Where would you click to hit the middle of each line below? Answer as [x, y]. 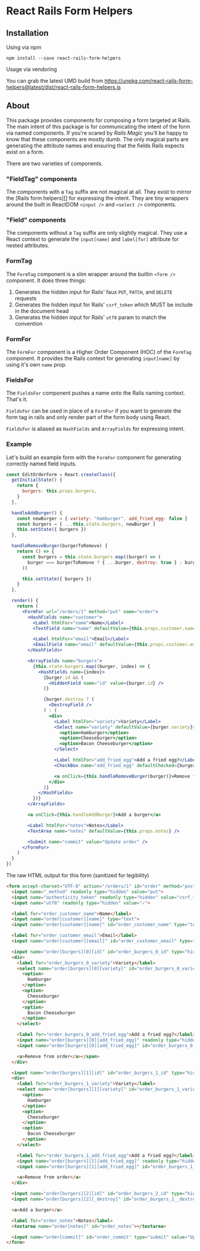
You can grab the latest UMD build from [55, 81]
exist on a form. [25, 152]
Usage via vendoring [32, 69]
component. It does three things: [46, 280]
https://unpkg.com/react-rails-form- [149, 81]
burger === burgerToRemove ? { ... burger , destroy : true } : [105, 562]
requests [26, 298]
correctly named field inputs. [42, 464]
